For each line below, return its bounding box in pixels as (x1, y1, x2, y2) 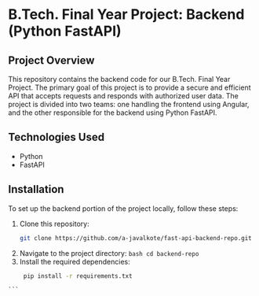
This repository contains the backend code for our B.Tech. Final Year (8, 75, 231, 83)
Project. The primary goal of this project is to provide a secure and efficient (8, 83, 251, 92)
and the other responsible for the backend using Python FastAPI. (8, 108, 217, 117)
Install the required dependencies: (19, 257, 131, 266)
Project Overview (8, 54, 95, 67)
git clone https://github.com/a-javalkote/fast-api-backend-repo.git (19, 234, 253, 242)
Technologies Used (8, 131, 104, 144)
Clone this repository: (19, 219, 89, 228)
